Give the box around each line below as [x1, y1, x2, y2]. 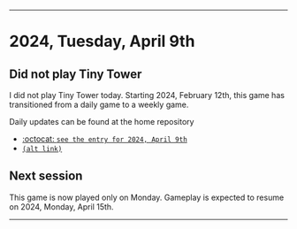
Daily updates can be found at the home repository [9, 117, 194, 126]
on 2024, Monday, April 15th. [9, 201, 114, 212]
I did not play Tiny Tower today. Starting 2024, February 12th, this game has [9, 90, 286, 100]
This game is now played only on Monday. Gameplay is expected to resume [9, 192, 285, 202]
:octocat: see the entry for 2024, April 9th [21, 134, 187, 144]
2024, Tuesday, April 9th [9, 32, 195, 51]
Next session [9, 169, 83, 184]
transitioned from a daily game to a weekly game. [9, 99, 189, 110]
